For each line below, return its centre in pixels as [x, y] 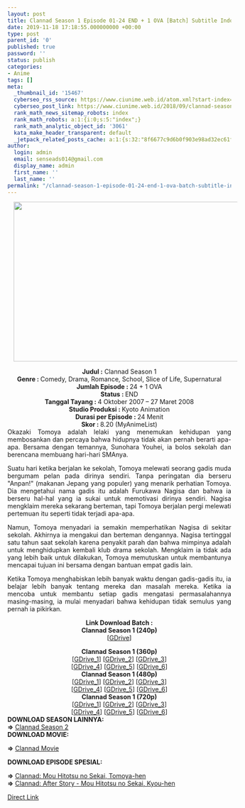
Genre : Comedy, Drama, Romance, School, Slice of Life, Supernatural [119, 379]
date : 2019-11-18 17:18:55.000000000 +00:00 [74, 27]
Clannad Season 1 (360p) [119, 652]
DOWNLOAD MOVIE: [38, 735]
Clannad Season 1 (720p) [119, 697]
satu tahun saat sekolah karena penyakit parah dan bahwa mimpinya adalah [119, 542]
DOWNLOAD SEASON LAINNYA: [56, 720]
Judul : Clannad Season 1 [119, 372]
